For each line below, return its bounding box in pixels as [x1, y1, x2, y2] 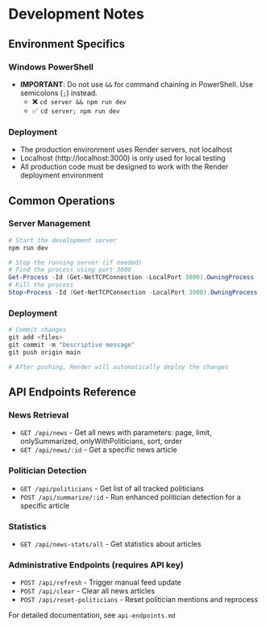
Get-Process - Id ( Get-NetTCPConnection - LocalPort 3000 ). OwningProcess [8, 274, 254, 282]
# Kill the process [8, 281, 74, 289]
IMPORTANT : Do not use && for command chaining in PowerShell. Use [19, 79, 254, 89]
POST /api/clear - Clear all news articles [19, 586, 156, 596]
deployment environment [19, 170, 104, 180]
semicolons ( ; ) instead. [19, 88, 98, 98]
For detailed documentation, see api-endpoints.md [8, 610, 176, 620]
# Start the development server [8, 236, 117, 245]
